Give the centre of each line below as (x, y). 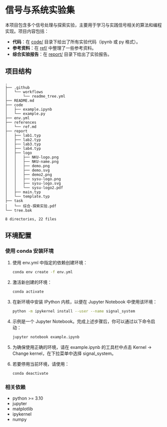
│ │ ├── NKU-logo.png (32, 157)
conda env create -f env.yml (42, 272)
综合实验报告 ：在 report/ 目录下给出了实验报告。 (62, 54)
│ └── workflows (24, 92)
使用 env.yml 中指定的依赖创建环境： (50, 263)
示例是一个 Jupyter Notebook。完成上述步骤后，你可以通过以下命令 (82, 321)
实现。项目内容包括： (27, 31)
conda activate (28, 292)
